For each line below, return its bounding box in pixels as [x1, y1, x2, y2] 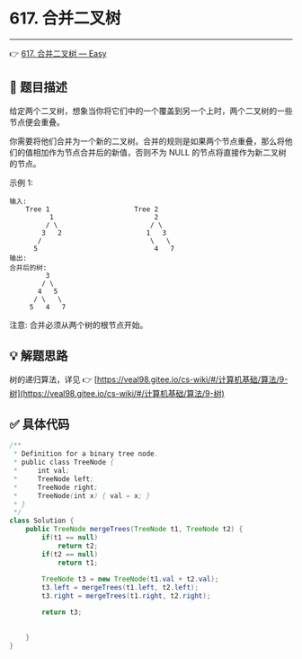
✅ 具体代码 [9, 416, 70, 432]
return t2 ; [57, 541, 99, 550]
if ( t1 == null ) [41, 533, 99, 542]
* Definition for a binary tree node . [13, 450, 159, 459]
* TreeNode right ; [13, 483, 99, 492]
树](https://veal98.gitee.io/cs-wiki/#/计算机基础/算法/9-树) [9, 387, 225, 398]
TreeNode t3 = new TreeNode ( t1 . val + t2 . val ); [41, 574, 219, 584]
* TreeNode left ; [13, 474, 94, 484]
